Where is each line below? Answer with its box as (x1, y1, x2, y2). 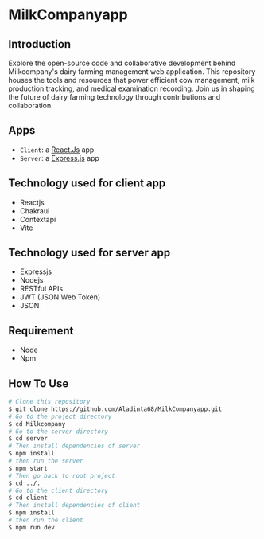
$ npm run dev (8, 523, 56, 531)
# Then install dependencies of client (8, 502, 141, 510)
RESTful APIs (19, 284, 64, 294)
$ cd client (8, 494, 48, 502)
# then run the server (8, 457, 83, 465)
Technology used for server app (8, 246, 171, 260)
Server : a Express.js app (19, 153, 99, 162)
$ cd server (8, 435, 48, 443)
